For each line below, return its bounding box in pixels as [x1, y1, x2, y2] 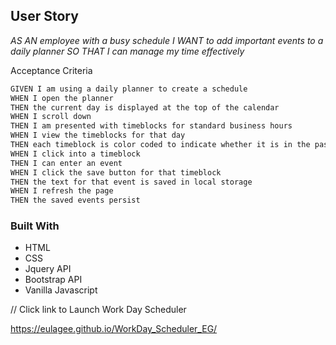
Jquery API [24, 263, 72, 275]
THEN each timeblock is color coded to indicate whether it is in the [10, 140, 311, 150]
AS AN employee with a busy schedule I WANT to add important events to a [10, 34, 324, 46]
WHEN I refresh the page [10, 186, 114, 196]
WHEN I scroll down [10, 112, 92, 122]
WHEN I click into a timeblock [10, 149, 141, 159]
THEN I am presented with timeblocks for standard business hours [10, 121, 293, 131]
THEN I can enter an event [10, 158, 123, 168]
